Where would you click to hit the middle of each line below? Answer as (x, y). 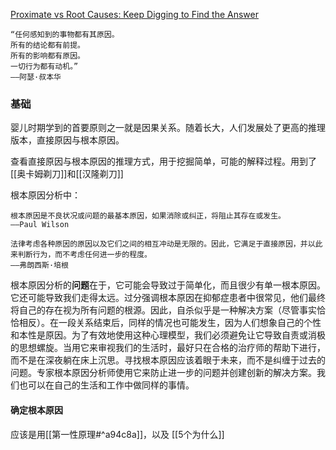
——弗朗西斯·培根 (39, 265)
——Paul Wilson (40, 225)
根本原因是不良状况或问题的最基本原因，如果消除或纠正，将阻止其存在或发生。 (148, 216)
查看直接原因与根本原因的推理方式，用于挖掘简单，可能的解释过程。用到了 (163, 161)
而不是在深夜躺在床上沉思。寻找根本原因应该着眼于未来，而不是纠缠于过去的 (168, 360)
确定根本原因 (36, 410)
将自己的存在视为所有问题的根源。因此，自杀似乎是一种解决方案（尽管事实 (163, 310)
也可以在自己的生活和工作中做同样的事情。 (106, 385)
